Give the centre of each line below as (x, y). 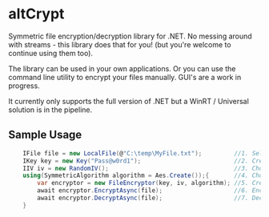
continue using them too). (51, 53)
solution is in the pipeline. (50, 110)
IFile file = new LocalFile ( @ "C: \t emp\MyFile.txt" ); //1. (136, 153)
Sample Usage (45, 135)
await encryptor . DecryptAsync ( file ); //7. (143, 198)
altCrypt (36, 14)
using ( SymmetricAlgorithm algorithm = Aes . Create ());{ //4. (136, 176)
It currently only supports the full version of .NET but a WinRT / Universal (129, 101)
